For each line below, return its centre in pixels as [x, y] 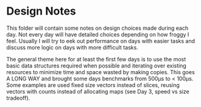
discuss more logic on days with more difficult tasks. [72, 47]
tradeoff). [18, 98]
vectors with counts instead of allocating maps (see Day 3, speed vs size [98, 91]
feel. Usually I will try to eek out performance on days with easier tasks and [101, 41]
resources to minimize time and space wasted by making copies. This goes [100, 72]
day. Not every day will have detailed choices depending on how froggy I [98, 34]
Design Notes [41, 11]
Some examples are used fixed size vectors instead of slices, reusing [93, 85]
